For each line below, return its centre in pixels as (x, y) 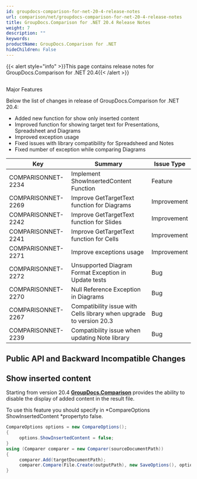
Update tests (89, 280)
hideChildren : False (31, 50)
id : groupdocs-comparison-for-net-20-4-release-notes (73, 11)
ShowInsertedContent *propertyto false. (55, 416)
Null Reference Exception (106, 289)
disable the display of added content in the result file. (70, 399)
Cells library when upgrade (108, 314)
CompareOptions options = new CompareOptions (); (67, 427)
